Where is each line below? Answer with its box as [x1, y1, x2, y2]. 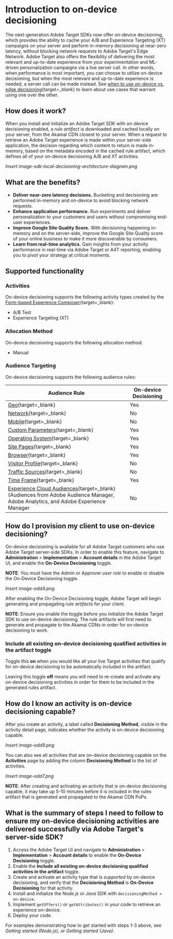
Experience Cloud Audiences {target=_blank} [8, 485, 116, 492]
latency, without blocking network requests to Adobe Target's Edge [5, 48, 148, 54]
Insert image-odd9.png [5, 742, 55, 748]
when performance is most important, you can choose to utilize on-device [5, 69, 163, 76]
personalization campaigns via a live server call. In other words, [20, 64, 155, 71]
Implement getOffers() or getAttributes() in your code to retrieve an [12, 901, 161, 907]
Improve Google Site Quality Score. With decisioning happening [12, 224, 150, 231]
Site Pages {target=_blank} [8, 443, 71, 450]
